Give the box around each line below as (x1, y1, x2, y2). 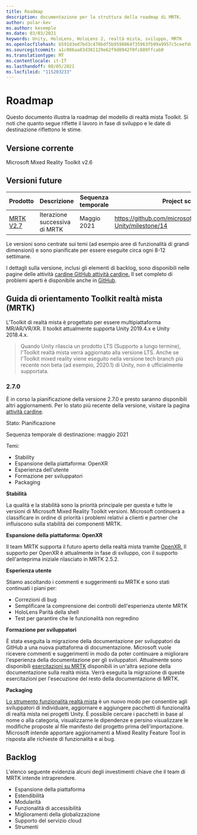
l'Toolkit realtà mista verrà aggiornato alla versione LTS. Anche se (20, 348, 179, 356)
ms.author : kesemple (6, 25, 57, 31)
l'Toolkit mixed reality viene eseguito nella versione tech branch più (20, 355, 184, 362)
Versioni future (6, 176, 63, 186)
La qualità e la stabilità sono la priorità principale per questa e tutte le (6, 501, 173, 508)
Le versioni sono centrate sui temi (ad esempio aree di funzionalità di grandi (6, 240, 189, 247)
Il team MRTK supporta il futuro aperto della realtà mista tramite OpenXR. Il (6, 543, 186, 550)
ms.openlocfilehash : (6, 42, 57, 48)
